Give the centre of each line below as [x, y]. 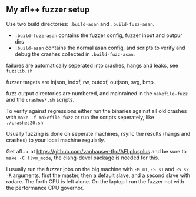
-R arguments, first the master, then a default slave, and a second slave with [98, 175]
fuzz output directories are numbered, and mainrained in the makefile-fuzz [97, 93]
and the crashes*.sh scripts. [40, 99]
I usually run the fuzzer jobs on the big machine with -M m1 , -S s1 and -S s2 [98, 169]
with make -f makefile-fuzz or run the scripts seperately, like [80, 117]
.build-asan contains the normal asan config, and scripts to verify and [100, 48]
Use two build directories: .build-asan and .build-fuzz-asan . [80, 24]
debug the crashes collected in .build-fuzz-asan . [75, 54]
